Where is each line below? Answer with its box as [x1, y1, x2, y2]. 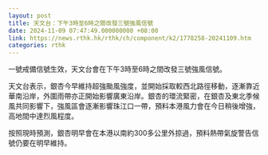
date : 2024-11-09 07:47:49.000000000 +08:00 [8, 26, 159, 34]
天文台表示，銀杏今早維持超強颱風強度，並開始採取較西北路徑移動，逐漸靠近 [8, 81, 260, 91]
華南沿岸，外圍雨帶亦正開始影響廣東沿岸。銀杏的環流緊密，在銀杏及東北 [8, 91, 246, 101]
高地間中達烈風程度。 [8, 111, 78, 121]
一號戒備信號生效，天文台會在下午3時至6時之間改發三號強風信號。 [8, 65, 227, 74]
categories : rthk [8, 42, 66, 50]
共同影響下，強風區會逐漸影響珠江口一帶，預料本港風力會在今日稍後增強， [14, 101, 260, 111]
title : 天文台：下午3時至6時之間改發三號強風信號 [8, 19, 154, 27]
